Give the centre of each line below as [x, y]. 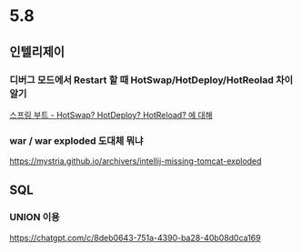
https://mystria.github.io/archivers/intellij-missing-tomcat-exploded [136, 161]
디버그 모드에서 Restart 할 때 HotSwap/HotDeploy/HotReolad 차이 [151, 80]
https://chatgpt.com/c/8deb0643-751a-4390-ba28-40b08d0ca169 [135, 237]
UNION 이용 [35, 217]
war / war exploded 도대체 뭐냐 [76, 140]
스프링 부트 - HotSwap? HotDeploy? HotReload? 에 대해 [111, 115]
